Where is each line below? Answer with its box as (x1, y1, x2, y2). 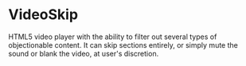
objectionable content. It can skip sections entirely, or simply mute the (8, 40, 239, 49)
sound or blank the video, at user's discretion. (8, 49, 159, 58)
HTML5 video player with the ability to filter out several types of (8, 32, 217, 41)
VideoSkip (8, 6, 78, 24)
